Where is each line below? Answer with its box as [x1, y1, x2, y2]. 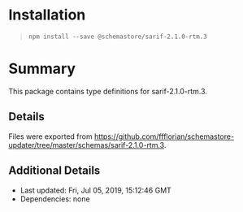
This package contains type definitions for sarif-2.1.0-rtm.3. [8, 86, 207, 96]
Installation [8, 6, 86, 24]
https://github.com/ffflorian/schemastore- [93, 132, 234, 141]
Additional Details [8, 164, 101, 178]
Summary [8, 59, 76, 78]
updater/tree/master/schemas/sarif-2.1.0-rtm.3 [8, 140, 165, 149]
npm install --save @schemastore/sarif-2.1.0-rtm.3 [28, 32, 207, 41]
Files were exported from [8, 132, 93, 141]
